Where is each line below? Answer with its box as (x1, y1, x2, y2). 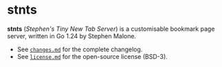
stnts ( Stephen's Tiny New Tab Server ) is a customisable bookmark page (7, 25, 215, 33)
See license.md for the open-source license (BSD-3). (16, 52, 168, 60)
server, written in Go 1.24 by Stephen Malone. (7, 31, 136, 40)
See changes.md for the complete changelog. (16, 45, 143, 53)
